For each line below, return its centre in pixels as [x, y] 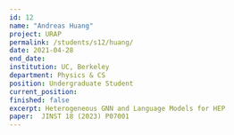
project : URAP [36, 34]
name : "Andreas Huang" [51, 26]
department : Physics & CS [57, 75]
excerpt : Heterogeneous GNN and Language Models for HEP [117, 108]
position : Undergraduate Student [71, 83]
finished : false [39, 100]
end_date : [28, 59]
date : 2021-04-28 [42, 51]
